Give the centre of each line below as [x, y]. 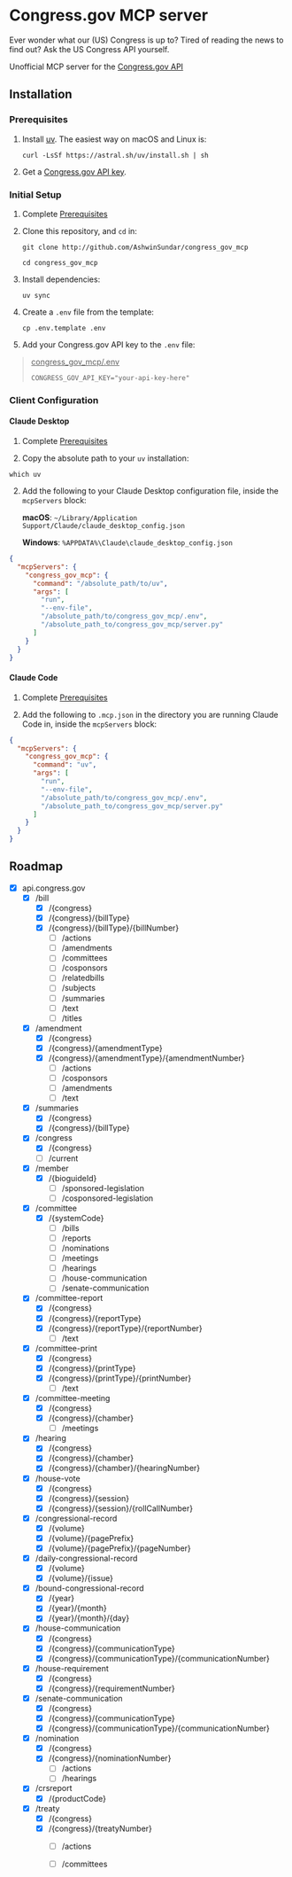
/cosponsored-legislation [108, 1198]
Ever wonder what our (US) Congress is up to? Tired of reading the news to [146, 40]
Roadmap [36, 866]
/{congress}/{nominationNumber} [110, 1758]
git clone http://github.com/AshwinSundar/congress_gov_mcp [135, 247]
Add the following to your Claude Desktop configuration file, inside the [150, 491]
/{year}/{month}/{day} [89, 1618]
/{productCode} [77, 1798]
